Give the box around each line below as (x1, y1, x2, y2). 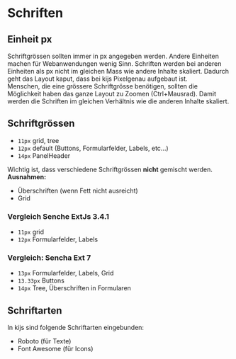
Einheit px (7, 33, 52, 45)
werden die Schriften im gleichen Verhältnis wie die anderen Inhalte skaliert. (7, 97, 230, 106)
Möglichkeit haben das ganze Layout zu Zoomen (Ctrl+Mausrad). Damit (7, 90, 217, 98)
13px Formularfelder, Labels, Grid (17, 269, 114, 278)
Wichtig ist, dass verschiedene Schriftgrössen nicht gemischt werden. (7, 165, 213, 173)
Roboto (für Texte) (17, 337, 72, 346)
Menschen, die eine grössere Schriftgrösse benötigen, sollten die (7, 82, 198, 90)
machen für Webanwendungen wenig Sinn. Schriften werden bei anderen (7, 59, 222, 68)
